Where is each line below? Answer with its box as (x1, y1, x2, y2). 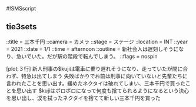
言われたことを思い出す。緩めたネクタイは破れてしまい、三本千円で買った (6, 80, 185, 87)
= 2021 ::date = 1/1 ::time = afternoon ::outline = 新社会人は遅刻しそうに (6, 45, 179, 52)
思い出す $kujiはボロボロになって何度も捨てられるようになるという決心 (16, 87, 190, 94)
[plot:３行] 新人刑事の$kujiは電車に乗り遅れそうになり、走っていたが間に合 (6, 65, 188, 72)
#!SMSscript (6, 5, 36, 12)
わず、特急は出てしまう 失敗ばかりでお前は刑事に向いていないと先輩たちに (6, 73, 188, 80)
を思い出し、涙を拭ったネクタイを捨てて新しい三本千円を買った (6, 94, 161, 101)
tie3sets (6, 22, 37, 32)
